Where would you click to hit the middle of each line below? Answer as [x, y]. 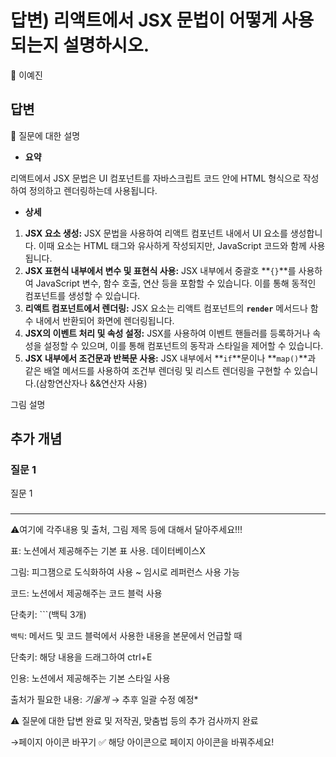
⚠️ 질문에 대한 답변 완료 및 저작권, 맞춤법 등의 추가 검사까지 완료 [134, 721]
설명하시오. [106, 45]
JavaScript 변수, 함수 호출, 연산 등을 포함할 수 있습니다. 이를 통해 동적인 [176, 283]
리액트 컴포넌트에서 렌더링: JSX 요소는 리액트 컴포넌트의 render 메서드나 [166, 308]
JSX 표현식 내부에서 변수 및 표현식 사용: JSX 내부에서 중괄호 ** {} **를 [160, 270]
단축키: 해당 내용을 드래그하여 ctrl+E [81, 657]
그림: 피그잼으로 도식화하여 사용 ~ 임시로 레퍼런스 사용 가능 [125, 572]
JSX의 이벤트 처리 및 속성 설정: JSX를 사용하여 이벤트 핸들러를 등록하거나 [167, 333]
